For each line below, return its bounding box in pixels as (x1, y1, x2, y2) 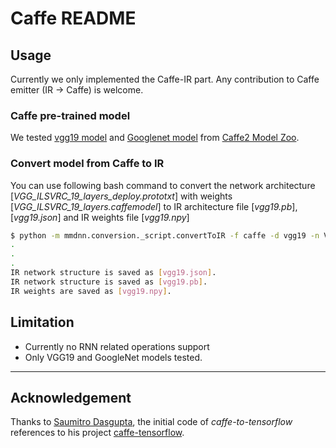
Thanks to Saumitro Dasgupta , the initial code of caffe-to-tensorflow (10, 416, 293, 428)
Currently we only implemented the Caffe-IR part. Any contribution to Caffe (10, 73, 320, 85)
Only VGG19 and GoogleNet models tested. (24, 351, 203, 363)
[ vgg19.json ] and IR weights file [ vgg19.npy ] (10, 211, 190, 223)
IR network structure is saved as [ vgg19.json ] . (10, 268, 217, 278)
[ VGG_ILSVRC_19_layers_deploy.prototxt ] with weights (10, 190, 233, 202)
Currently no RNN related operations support (24, 340, 210, 352)
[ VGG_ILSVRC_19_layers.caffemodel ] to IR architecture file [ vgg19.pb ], (10, 200, 298, 212)
